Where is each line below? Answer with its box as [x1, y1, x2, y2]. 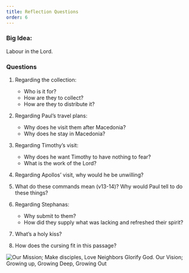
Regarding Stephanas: [14, 201, 70, 208]
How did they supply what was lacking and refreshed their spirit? [23, 219, 184, 226]
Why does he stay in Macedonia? [23, 130, 106, 138]
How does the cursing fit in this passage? [14, 242, 117, 249]
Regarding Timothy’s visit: [14, 142, 79, 149]
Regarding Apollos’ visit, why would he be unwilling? [14, 171, 144, 178]
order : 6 [6, 14, 28, 20]
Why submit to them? [23, 213, 76, 220]
